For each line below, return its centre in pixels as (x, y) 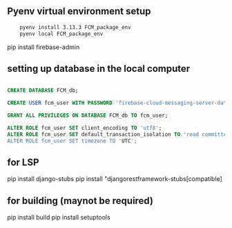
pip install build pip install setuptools (59, 218)
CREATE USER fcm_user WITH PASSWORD (60, 103)
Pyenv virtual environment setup (79, 11)
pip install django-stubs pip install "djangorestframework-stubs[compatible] (115, 179)
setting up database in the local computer (99, 68)
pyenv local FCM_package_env (61, 34)
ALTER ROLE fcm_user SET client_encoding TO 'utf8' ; (85, 128)
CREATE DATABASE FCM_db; (43, 91)
